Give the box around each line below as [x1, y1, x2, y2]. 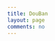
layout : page [7, 17, 45, 24]
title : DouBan [7, 10, 49, 17]
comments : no [7, 23, 45, 30]
